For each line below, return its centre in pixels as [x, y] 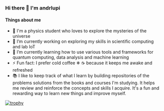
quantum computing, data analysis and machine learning [71, 57]
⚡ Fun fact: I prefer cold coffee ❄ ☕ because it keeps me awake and [82, 63]
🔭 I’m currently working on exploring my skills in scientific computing [83, 41]
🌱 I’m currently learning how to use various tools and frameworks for [83, 52]
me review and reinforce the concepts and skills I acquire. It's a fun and [86, 88]
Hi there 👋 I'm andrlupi [33, 8]
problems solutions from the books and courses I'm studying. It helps [83, 83]
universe [21, 36]
